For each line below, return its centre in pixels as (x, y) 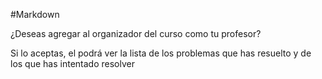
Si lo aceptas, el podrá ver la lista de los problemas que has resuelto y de (161, 53)
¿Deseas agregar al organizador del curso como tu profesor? (136, 33)
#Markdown (35, 14)
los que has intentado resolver (72, 63)
